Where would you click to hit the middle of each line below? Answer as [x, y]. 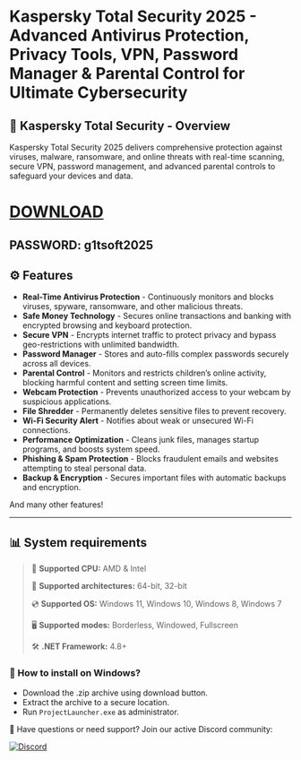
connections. [46, 430]
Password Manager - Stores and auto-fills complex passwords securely [155, 354]
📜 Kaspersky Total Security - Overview [120, 126]
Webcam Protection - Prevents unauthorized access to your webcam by [156, 393]
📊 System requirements [78, 543]
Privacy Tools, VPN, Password [124, 55]
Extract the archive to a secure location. [96, 702]
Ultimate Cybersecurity [99, 93]
